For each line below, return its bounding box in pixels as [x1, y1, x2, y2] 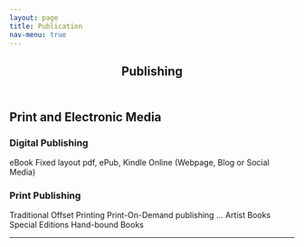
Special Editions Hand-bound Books [9, 219, 145, 231]
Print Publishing [9, 189, 81, 202]
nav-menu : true [9, 30, 67, 39]
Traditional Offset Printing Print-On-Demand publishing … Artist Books [9, 210, 271, 221]
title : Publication [9, 22, 83, 31]
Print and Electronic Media [9, 109, 162, 125]
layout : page [9, 13, 59, 23]
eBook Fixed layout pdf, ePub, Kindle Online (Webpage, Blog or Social [9, 157, 270, 168]
